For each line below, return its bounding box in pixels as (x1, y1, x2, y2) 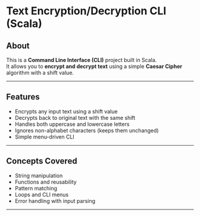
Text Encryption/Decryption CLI (6, 4, 167, 18)
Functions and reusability (14, 178, 77, 186)
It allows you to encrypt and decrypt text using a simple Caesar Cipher (6, 63, 183, 70)
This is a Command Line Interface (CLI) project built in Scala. (6, 57, 157, 63)
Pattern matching (14, 184, 58, 192)
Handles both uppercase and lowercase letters (14, 121, 130, 128)
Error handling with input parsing (14, 197, 96, 204)
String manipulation (14, 172, 63, 179)
